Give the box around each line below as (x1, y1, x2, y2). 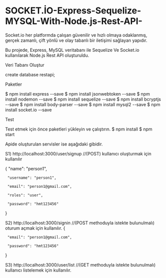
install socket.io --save (5, 107, 52, 113)
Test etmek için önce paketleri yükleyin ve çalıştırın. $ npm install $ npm (5, 126, 153, 132)
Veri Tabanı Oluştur (5, 62, 45, 68)
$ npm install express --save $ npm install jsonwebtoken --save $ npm (5, 91, 150, 97)
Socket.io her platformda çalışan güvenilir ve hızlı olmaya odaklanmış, (5, 32, 148, 38)
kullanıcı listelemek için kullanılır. (5, 267, 72, 273)
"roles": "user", (7, 192, 43, 198)
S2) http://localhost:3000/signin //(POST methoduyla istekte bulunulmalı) (5, 220, 155, 226)
